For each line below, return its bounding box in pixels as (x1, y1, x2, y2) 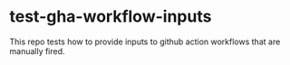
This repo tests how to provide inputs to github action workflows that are (9, 36, 281, 47)
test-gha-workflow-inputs (9, 6, 212, 27)
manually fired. (9, 45, 65, 56)
